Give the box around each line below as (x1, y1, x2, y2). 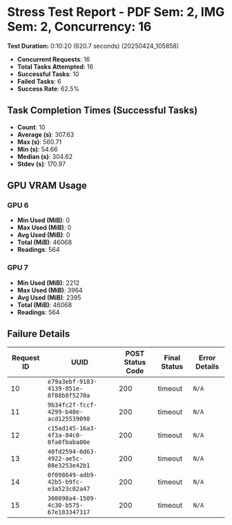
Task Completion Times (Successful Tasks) (7, 104, 198, 116)
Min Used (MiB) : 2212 (17, 278, 80, 287)
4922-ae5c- (47, 454, 84, 462)
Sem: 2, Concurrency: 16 (7, 19, 152, 35)
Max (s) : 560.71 (17, 138, 62, 146)
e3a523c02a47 (47, 485, 90, 492)
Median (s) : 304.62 (17, 152, 73, 160)
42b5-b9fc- (47, 478, 84, 486)
